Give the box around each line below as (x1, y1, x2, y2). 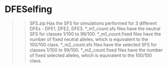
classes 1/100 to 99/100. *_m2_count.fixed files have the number (29, 47, 163, 53)
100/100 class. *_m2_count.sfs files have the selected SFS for (29, 41, 157, 47)
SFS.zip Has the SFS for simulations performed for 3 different (29, 20, 157, 26)
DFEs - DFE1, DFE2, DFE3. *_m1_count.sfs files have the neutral (29, 25, 160, 31)
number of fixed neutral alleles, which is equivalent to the (29, 36, 149, 42)
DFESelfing (5, 4, 52, 15)
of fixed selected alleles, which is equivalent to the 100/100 (29, 52, 152, 58)
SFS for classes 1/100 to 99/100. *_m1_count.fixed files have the (29, 31, 161, 37)
